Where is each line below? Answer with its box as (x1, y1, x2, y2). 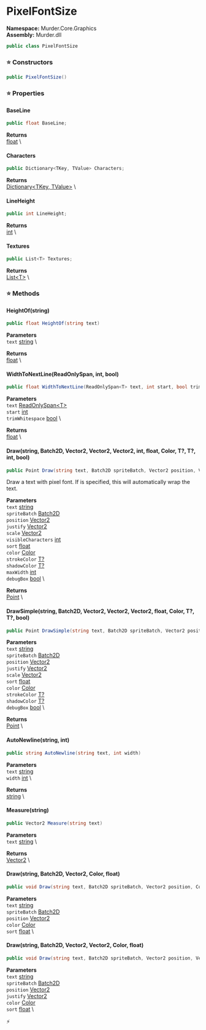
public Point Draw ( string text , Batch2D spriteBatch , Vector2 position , (6, 467, 196, 474)
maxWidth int (6, 569, 37, 576)
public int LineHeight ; (6, 210, 67, 217)
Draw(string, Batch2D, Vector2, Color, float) (6, 870, 120, 878)
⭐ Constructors (6, 58, 53, 66)
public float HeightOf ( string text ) (6, 320, 100, 326)
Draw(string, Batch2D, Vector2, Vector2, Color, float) (6, 942, 144, 949)
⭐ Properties (6, 89, 45, 98)
